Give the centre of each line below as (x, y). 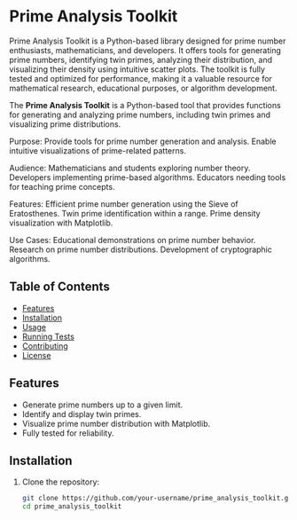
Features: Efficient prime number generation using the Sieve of (124, 204)
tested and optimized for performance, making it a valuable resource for (141, 78)
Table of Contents (60, 287)
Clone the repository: (61, 482)
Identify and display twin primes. (82, 414)
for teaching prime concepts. (62, 186)
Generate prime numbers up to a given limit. (102, 405)
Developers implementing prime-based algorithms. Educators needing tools (148, 177)
